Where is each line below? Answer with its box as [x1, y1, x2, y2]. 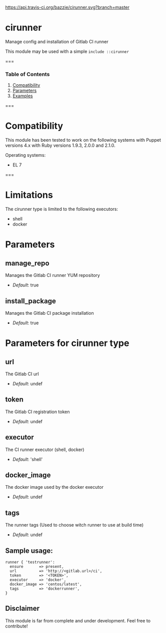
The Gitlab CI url [5, 371, 39, 377]
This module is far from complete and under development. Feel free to [5, 617, 151, 623]
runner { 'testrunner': [5, 559, 55, 564]
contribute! [5, 623, 28, 629]
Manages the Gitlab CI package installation [5, 310, 94, 316]
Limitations [5, 189, 53, 201]
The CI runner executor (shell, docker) [5, 446, 85, 452]
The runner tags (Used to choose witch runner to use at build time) [5, 522, 144, 528]
